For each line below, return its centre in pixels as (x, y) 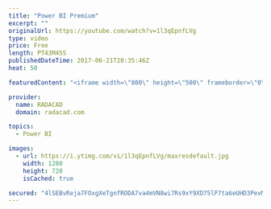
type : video (28, 38)
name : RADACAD (39, 104)
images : (21, 149)
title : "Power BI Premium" (54, 16)
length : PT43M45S (38, 53)
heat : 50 (23, 68)
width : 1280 (43, 163)
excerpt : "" (28, 23)
